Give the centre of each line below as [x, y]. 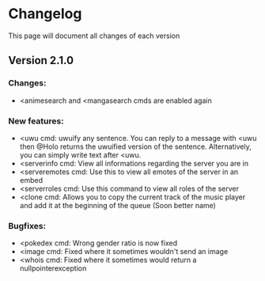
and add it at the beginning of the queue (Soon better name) [117, 205]
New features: [36, 121]
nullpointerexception [53, 268]
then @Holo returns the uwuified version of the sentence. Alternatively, [135, 146]
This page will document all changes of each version [94, 36]
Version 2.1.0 [41, 61]
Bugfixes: [27, 226]
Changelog [45, 14]
